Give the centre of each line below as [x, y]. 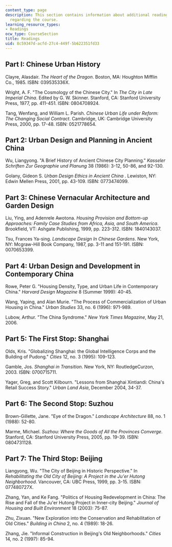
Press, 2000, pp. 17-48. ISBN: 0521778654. [51, 124]
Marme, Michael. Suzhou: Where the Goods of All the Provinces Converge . [84, 431]
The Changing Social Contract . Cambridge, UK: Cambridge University [79, 118]
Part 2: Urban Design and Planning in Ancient [79, 140]
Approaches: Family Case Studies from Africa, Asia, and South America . [82, 224]
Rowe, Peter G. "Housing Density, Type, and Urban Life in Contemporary [82, 286]
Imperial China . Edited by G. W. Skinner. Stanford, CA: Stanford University [83, 98]
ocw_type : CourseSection [32, 34]
